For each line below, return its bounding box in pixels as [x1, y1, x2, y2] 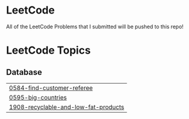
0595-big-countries [9, 93, 67, 101]
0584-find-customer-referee [9, 84, 93, 92]
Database [6, 67, 42, 77]
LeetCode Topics [6, 44, 91, 57]
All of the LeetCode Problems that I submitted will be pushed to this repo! [6, 23, 184, 30]
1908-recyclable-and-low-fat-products [9, 103, 125, 111]
